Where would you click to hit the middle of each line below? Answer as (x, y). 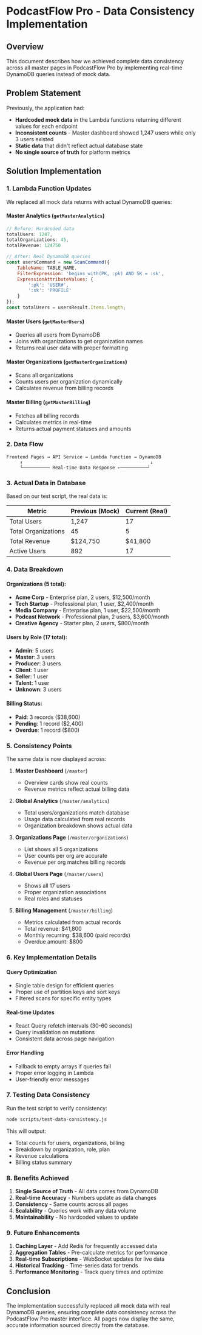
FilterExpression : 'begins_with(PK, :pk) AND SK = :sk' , (91, 273)
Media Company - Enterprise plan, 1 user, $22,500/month (88, 611)
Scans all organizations (44, 375)
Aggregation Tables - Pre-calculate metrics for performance (91, 1253)
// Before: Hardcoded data (40, 229)
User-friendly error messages (52, 1079)
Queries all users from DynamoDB (58, 335)
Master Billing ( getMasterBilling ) (49, 402)
